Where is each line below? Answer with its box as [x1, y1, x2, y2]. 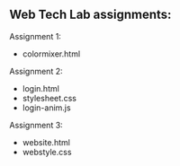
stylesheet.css [22, 92, 76, 103]
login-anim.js [22, 102, 71, 113]
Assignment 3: [9, 119, 63, 130]
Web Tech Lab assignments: [9, 7, 172, 22]
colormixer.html [22, 48, 81, 59]
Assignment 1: [9, 31, 61, 41]
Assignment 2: [9, 66, 63, 76]
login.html [22, 83, 60, 93]
